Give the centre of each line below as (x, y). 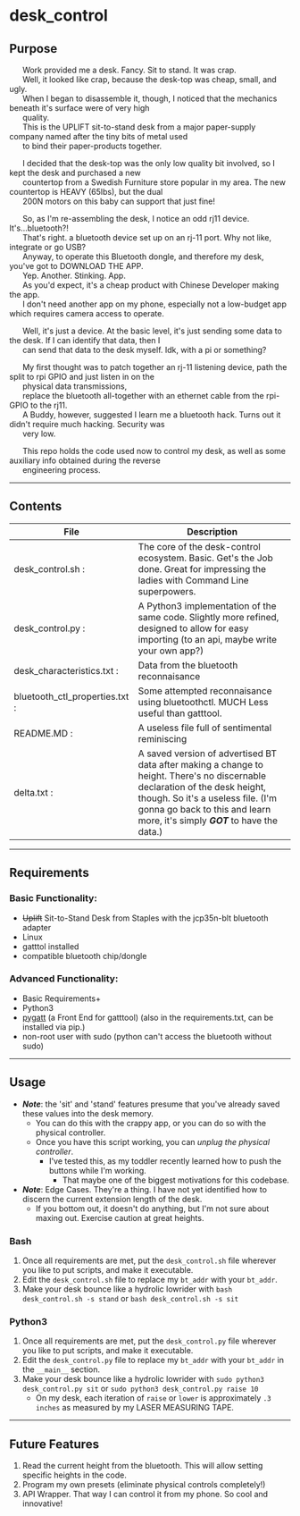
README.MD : (43, 733)
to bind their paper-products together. (92, 146)
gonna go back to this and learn (204, 809)
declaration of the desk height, (202, 787)
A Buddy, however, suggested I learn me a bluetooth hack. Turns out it (151, 415)
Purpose (33, 49)
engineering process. (61, 470)
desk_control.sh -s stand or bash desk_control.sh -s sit (130, 1298)
